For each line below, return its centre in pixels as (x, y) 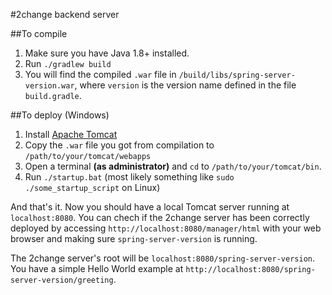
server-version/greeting (62, 280)
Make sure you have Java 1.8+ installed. (107, 53)
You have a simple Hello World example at (97, 268)
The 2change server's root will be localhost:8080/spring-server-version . (162, 258)
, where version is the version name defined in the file (185, 85)
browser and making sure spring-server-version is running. (134, 238)
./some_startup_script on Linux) (92, 187)
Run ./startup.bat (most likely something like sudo (129, 177)
